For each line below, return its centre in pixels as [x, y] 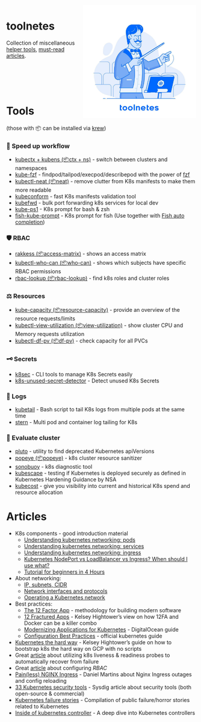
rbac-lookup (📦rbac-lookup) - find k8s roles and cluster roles [92, 278]
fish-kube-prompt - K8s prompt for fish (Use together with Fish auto [100, 216]
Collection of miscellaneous [41, 43]
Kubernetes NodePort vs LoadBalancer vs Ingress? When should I [106, 559]
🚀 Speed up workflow [38, 146]
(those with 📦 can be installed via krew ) [56, 128]
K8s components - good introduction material [71, 533]
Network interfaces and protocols [66, 591]
